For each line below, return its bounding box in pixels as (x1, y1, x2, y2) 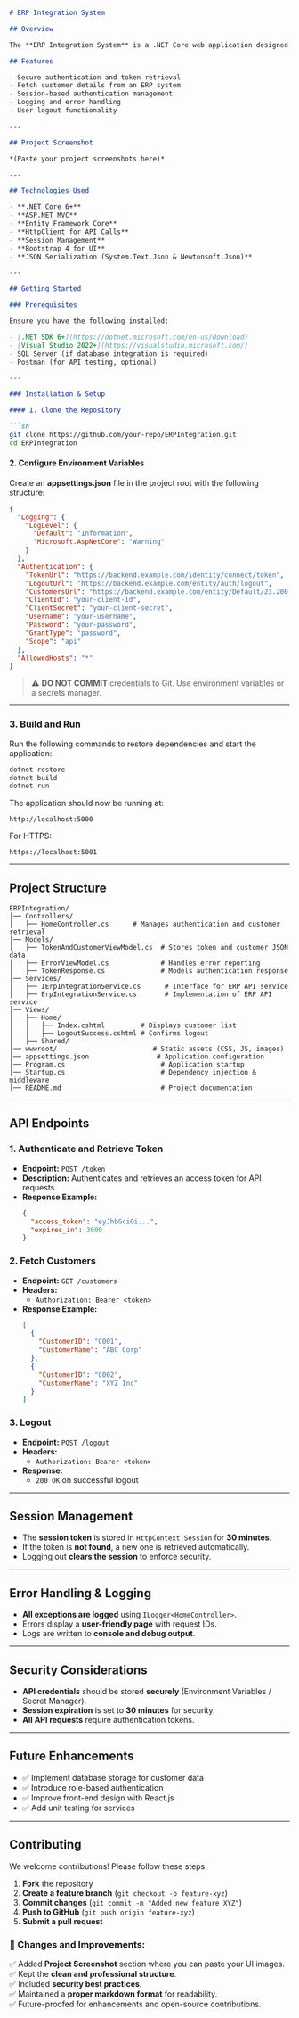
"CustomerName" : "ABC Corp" (38, 1346, 142, 1355)
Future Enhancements (9, 1749, 135, 1764)
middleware (9, 1075, 50, 1085)
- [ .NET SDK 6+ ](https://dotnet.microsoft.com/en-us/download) (9, 333, 249, 342)
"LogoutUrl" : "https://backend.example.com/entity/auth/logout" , (25, 579, 273, 588)
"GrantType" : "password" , (25, 629, 122, 638)
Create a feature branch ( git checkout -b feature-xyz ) (21, 1887, 229, 1899)
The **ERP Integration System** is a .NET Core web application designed (9, 40, 289, 49)
